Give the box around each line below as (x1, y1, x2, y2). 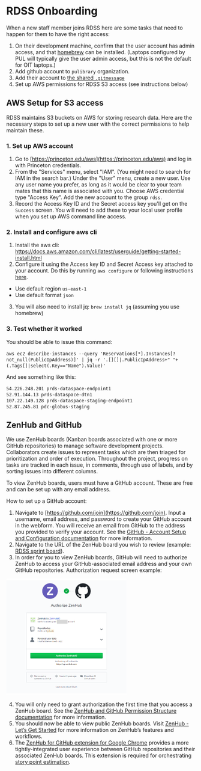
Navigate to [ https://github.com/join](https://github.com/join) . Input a (14, 509, 186, 517)
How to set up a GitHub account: (6, 497, 87, 505)
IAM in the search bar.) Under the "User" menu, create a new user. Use (14, 174, 191, 182)
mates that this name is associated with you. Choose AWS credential (14, 188, 185, 195)
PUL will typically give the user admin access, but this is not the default (14, 55, 191, 62)
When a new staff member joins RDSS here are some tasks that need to (6, 24, 183, 31)
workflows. (14, 733, 43, 740)
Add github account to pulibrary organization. (14, 67, 130, 75)
